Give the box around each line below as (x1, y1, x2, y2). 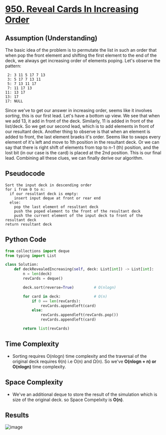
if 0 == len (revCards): (31, 299, 81, 304)
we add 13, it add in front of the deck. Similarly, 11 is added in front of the (5, 118, 154, 124)
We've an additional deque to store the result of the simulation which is (12, 391, 158, 397)
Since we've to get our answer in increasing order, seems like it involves (5, 108, 152, 113)
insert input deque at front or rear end (14, 196, 101, 201)
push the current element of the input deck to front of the (14, 213, 143, 218)
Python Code (5, 235, 47, 244)
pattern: (5, 63, 21, 69)
